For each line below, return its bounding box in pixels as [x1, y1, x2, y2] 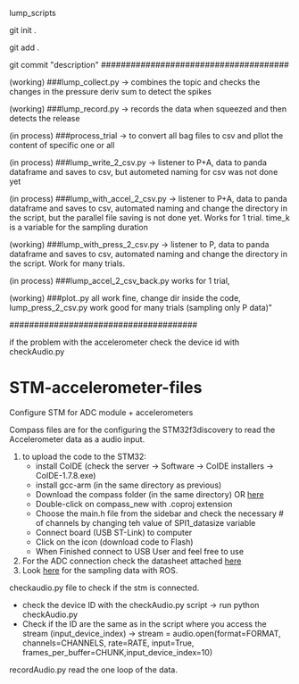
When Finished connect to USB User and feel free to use [35, 546, 244, 556]
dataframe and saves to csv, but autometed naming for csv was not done [9, 167, 278, 177]
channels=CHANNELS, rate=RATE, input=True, [21, 638, 195, 648]
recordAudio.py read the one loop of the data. [9, 664, 179, 675]
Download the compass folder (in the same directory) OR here [35, 488, 265, 499]
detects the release [9, 113, 80, 123]
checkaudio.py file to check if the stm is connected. [9, 582, 200, 593]
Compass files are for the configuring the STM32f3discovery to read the [9, 424, 276, 435]
